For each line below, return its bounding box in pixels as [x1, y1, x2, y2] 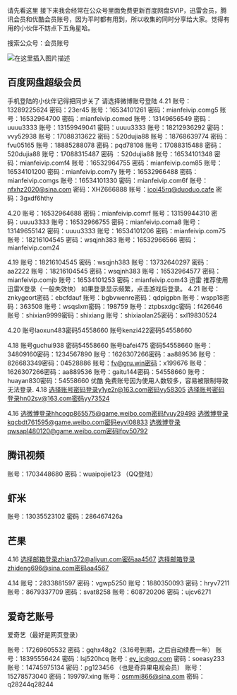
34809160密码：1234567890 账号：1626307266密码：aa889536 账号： [7, 349, 217, 358]
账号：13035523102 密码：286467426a [7, 512, 123, 521]
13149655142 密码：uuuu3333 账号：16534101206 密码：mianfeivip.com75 [7, 226, 226, 235]
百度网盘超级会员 [7, 76, 82, 88]
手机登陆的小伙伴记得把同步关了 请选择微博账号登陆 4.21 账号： [7, 96, 192, 105]
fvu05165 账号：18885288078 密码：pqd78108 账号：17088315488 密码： [7, 141, 224, 149]
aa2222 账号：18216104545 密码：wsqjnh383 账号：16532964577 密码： [7, 267, 221, 275]
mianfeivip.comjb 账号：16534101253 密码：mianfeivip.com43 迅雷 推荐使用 [7, 275, 229, 284]
